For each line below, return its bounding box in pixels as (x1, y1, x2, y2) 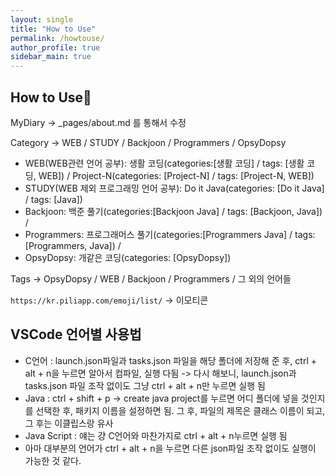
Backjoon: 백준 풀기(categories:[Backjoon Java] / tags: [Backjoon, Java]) (24, 205, 323, 217)
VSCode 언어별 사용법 (10, 326, 142, 343)
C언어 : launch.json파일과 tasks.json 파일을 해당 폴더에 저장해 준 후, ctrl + (24, 354, 317, 366)
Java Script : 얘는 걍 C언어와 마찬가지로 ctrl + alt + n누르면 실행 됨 (24, 429, 288, 441)
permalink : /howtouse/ (10, 33, 105, 43)
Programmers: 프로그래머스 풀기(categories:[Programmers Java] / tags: (24, 228, 316, 240)
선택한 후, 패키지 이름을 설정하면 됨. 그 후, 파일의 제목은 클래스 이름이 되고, (35, 404, 326, 416)
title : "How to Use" (10, 24, 97, 34)
